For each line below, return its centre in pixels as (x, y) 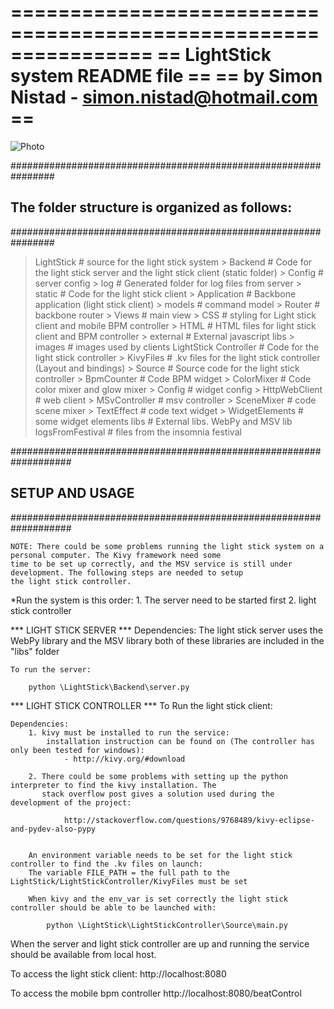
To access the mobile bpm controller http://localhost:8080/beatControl (156, 993)
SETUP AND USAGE (72, 493)
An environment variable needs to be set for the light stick (160, 855)
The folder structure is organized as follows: (151, 207)
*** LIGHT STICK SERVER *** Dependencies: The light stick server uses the (166, 630)
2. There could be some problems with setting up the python (158, 776)
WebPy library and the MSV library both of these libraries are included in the (167, 640)
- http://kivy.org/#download (124, 759)
